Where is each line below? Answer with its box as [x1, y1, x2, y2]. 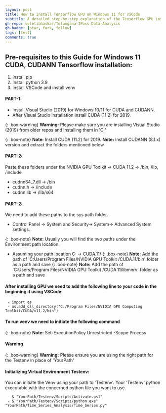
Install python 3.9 [12, 79, 48, 85]
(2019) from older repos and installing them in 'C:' [5, 127, 106, 133]
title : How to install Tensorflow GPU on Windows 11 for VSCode [5, 12, 140, 17]
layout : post [5, 7, 32, 12]
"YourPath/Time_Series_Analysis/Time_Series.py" [5, 403, 107, 408]
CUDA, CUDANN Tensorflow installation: [5, 61, 132, 69]
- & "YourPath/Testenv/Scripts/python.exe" [7, 399, 98, 404]
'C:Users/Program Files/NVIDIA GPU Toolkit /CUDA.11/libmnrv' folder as [12, 267, 158, 273]
